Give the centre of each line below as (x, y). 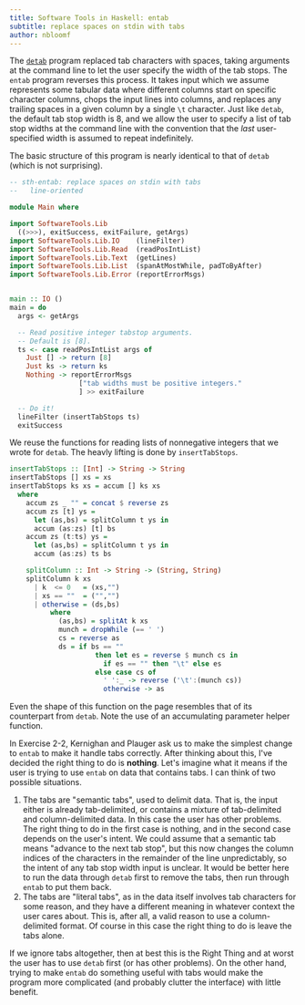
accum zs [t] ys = (61, 512)
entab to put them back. (67, 887)
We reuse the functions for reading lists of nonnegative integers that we (144, 442)
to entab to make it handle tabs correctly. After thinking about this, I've (141, 753)
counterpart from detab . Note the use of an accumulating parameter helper (150, 716)
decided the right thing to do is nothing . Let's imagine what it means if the (149, 763)
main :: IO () (36, 299)
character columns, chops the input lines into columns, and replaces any (146, 99)
